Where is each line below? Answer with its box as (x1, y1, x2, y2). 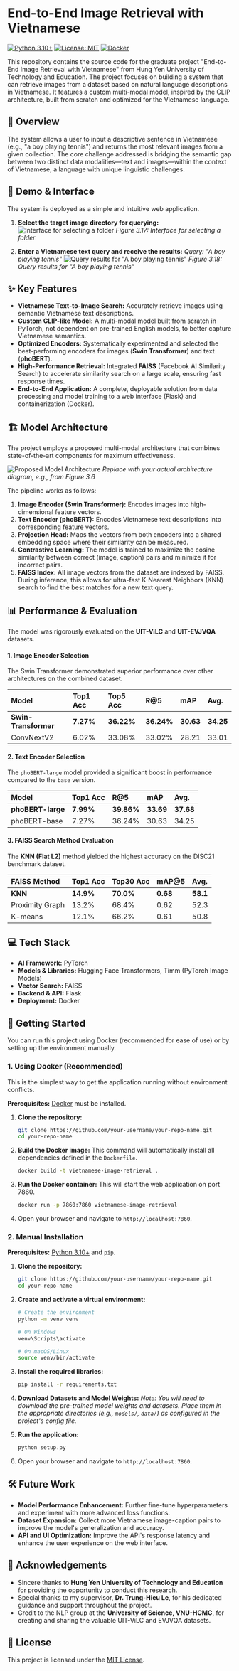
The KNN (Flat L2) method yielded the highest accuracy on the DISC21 (7, 852, 215, 860)
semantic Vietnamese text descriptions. (17, 309, 134, 318)
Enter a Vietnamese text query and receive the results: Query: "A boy (17, 247, 225, 255)
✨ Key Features (7, 282, 77, 294)
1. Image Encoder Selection (7, 651, 90, 659)
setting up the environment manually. (7, 1044, 116, 1052)
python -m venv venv (17, 1315, 79, 1323)
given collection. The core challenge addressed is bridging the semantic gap (7, 149, 232, 158)
